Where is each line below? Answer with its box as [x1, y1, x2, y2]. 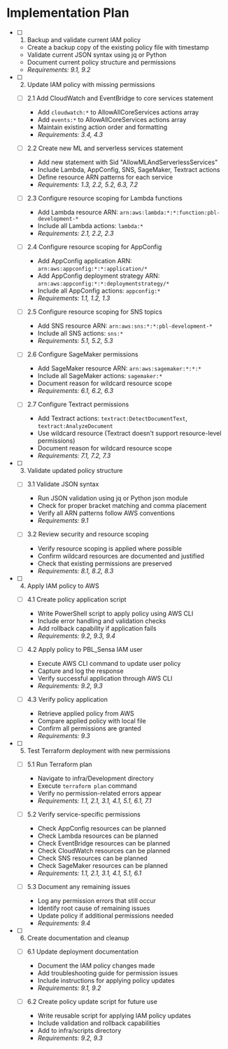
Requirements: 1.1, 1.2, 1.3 [37, 294, 111, 302]
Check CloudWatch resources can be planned [37, 846, 171, 855]
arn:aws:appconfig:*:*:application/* [37, 265, 148, 273]
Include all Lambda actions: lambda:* [37, 222, 144, 230]
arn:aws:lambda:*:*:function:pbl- [119, 209, 220, 217]
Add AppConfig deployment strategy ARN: [37, 272, 160, 280]
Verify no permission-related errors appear [37, 789, 162, 797]
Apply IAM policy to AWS [27, 581, 99, 590]
